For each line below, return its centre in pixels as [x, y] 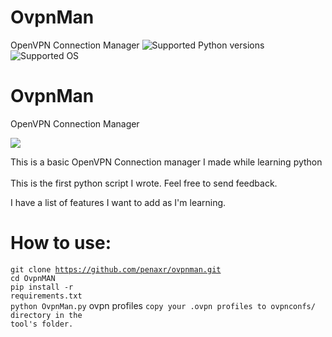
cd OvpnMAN [33, 278]
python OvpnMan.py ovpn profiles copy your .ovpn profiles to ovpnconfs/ [163, 305]
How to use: [61, 243]
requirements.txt [46, 296]
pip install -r [42, 287]
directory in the [46, 315]
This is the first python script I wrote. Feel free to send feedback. [144, 183]
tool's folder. [42, 324]
